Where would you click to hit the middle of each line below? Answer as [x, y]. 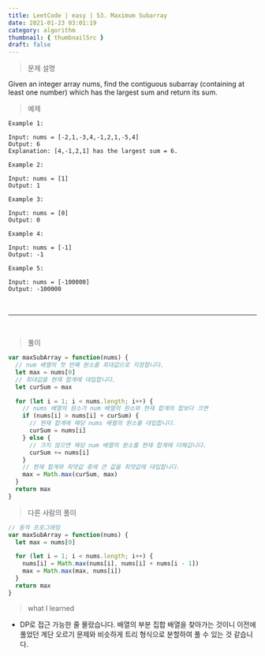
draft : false [30, 45]
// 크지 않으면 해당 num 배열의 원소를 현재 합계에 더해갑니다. [118, 445]
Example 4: [26, 234]
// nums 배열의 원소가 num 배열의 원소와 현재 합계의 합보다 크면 [116, 408]
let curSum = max [44, 387]
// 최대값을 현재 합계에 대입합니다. [65, 379]
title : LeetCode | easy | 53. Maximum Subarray [88, 15]
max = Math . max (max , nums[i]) [72, 571]
